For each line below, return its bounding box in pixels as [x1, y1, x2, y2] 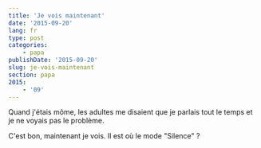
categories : [8, 41, 48, 49]
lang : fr [8, 26, 38, 34]
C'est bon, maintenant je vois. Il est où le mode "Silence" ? [8, 131, 200, 141]
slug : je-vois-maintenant [8, 64, 94, 72]
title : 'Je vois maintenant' [8, 11, 105, 20]
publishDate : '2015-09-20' [8, 56, 98, 64]
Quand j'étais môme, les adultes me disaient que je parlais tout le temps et [8, 107, 253, 117]
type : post [8, 33, 45, 42]
